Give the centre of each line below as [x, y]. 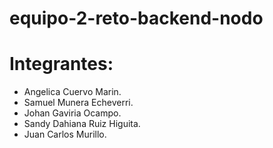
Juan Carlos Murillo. [65, 134]
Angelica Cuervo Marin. [72, 92]
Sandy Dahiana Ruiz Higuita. [82, 124]
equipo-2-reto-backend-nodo [136, 18]
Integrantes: [61, 64]
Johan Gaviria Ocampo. [72, 113]
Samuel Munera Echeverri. [78, 103]
